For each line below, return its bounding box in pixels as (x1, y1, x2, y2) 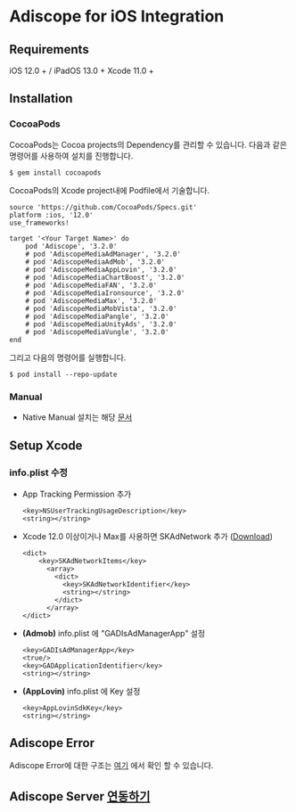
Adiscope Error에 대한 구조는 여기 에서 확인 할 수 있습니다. (9, 760, 214, 771)
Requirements (9, 42, 89, 57)
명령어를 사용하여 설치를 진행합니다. (9, 150, 134, 161)
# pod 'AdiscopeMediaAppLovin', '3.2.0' (25, 265, 177, 274)
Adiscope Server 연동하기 (9, 789, 151, 804)
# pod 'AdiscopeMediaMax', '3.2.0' (25, 296, 158, 305)
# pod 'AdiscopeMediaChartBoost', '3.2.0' (25, 273, 185, 282)
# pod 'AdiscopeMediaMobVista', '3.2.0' (25, 304, 177, 313)
